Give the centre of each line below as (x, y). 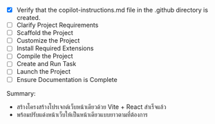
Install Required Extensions (55, 48)
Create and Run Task (46, 64)
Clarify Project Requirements (57, 25)
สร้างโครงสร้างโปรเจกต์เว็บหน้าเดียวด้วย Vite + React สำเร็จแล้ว (91, 107)
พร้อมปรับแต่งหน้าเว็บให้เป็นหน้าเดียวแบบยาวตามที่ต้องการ (82, 114)
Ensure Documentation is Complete (67, 79)
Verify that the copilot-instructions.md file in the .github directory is (112, 10)
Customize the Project (48, 41)
